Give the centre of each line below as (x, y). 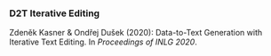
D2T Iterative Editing (55, 13)
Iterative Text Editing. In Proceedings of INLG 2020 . (103, 42)
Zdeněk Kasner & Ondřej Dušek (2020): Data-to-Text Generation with (136, 33)
